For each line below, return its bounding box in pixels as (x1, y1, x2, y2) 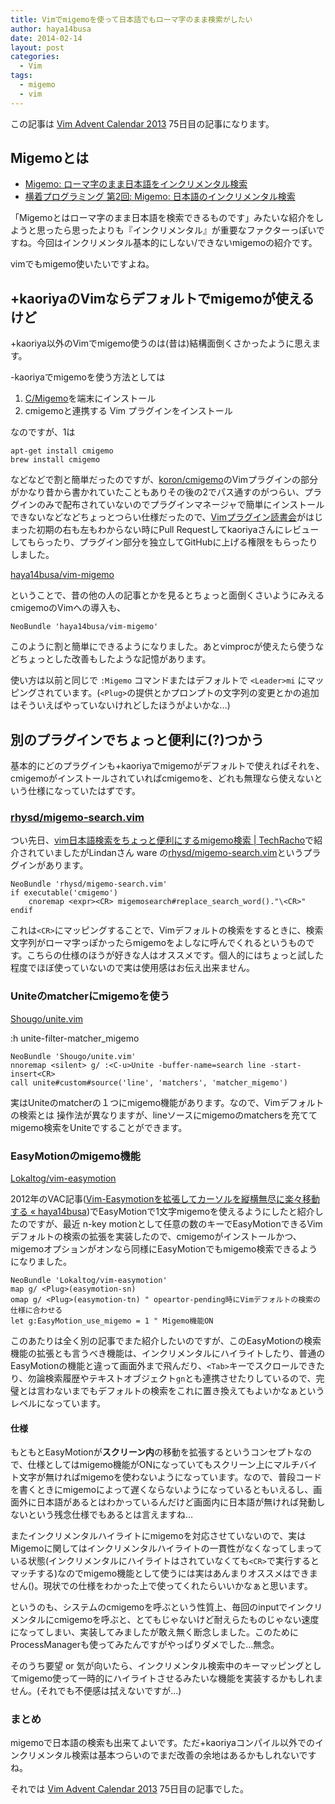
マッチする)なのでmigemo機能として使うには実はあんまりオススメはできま (10, 1567, 318, 1580)
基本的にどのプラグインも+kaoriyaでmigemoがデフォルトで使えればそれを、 (10, 760, 325, 772)
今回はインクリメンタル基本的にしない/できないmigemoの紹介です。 (36, 237, 318, 249)
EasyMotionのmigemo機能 (10, 1149, 141, 1163)
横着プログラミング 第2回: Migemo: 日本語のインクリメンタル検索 (24, 191, 296, 203)
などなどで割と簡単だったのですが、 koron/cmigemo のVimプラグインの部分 (10, 474, 319, 486)
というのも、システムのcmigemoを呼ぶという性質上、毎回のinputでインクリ (10, 1601, 323, 1613)
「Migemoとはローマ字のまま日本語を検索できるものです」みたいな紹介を (10, 212, 316, 224)
